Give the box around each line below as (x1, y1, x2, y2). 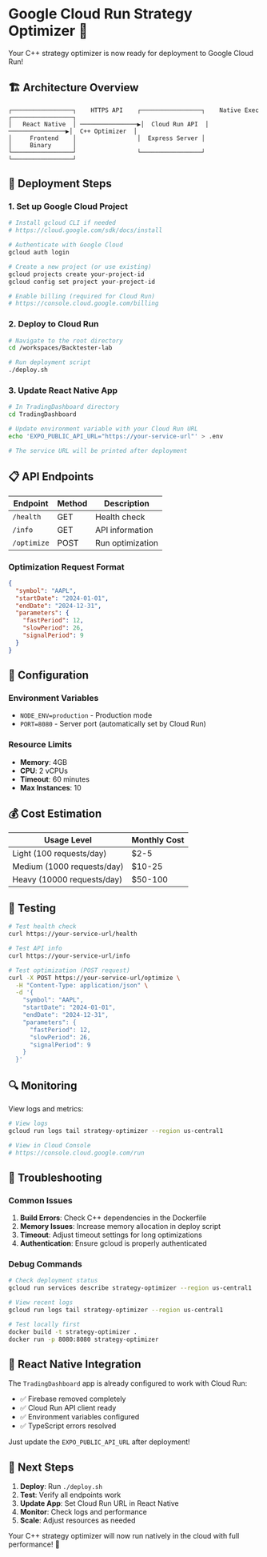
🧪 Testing (8, 901, 57, 915)
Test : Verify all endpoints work (19, 1490, 122, 1500)
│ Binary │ (8, 141, 78, 149)
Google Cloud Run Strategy (8, 5, 193, 23)
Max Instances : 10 (19, 783, 82, 792)
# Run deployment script (8, 358, 91, 366)
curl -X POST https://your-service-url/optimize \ (8, 974, 181, 982)
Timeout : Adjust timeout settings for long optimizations (19, 1230, 202, 1240)
